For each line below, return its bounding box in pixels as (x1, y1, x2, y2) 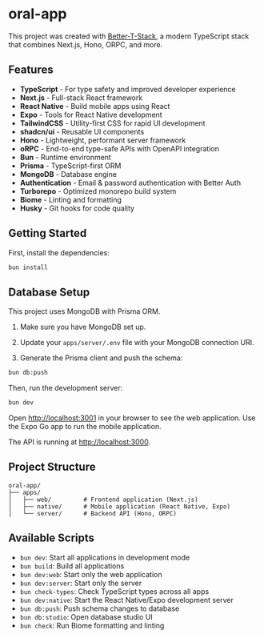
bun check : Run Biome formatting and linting (19, 620, 165, 630)
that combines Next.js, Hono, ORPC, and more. (8, 39, 163, 49)
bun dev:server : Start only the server (19, 578, 142, 588)
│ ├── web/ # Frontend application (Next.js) (8, 496, 198, 504)
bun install (8, 263, 48, 271)
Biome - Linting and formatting (19, 195, 122, 204)
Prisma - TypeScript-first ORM (19, 161, 122, 171)
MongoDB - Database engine (19, 169, 118, 179)
